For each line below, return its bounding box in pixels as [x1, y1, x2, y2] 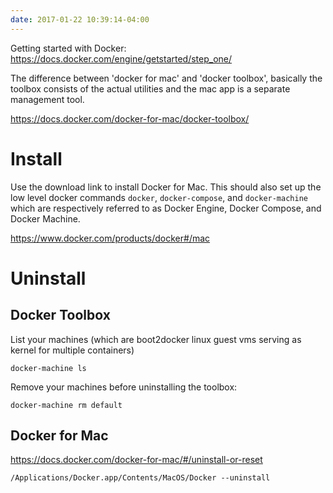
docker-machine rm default [10, 400, 123, 410]
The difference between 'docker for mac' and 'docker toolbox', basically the [10, 72, 323, 84]
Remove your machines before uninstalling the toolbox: [10, 381, 238, 393]
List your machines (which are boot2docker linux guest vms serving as [10, 333, 302, 345]
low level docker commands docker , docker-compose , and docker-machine [10, 191, 308, 203]
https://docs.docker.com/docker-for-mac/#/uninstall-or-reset [10, 454, 263, 466]
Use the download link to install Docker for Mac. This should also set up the [10, 181, 322, 193]
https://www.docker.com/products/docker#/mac [10, 232, 211, 244]
